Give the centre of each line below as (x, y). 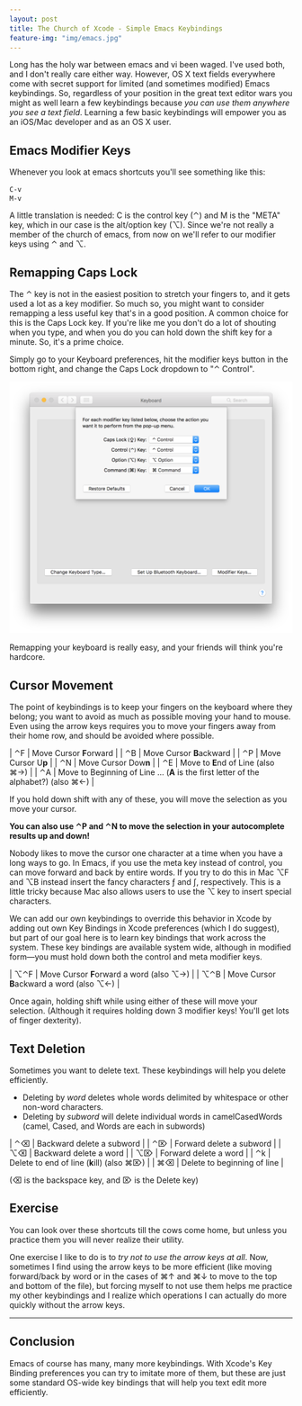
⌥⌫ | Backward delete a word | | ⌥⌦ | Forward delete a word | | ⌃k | (140, 1153)
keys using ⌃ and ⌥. (48, 244)
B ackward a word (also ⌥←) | (65, 984)
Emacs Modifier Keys (70, 150)
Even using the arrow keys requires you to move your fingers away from (142, 726)
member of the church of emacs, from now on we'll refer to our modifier (142, 235)
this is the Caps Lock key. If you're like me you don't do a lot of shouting (143, 323)
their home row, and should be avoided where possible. (112, 736)
